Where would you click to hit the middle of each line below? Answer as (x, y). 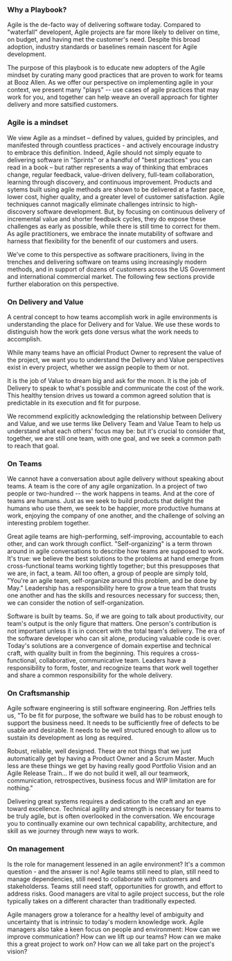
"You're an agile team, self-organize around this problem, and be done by (112, 581)
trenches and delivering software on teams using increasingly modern (107, 262)
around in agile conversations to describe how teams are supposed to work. (116, 551)
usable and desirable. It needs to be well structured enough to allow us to (112, 731)
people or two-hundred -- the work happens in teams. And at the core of (111, 493)
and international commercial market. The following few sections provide (111, 276)
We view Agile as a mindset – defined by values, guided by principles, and (113, 137)
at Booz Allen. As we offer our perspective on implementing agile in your (110, 83)
